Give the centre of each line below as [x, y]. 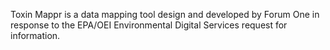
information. [35, 35]
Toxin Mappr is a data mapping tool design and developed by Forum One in [165, 14]
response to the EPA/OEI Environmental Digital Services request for [149, 25]
